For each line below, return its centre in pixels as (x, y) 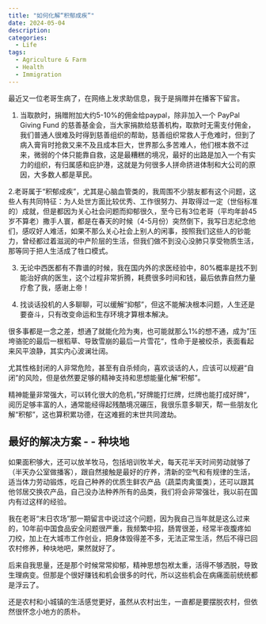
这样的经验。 (50, 502)
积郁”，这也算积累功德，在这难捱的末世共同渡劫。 (100, 414)
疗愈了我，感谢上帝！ (54, 287)
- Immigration (38, 75)
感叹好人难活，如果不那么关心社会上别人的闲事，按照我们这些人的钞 (133, 231)
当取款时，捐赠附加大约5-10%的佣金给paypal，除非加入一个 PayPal (129, 115)
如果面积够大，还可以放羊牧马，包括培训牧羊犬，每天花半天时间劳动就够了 (129, 462)
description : (30, 30)
